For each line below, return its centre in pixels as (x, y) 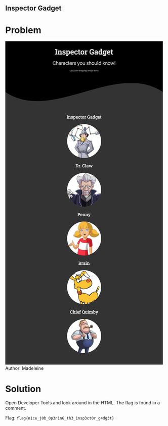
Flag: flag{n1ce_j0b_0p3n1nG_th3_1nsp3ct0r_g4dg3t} (60, 418)
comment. (16, 408)
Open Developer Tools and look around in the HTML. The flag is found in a (83, 403)
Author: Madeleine (25, 368)
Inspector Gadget (33, 8)
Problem (23, 30)
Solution (23, 389)
